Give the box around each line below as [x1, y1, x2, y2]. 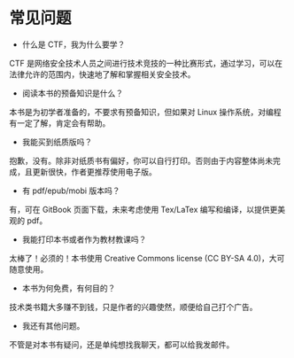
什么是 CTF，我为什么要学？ [21, 39, 126, 50]
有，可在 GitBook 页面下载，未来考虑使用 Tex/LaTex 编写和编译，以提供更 [9, 204, 278, 214]
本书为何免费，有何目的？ [21, 283, 116, 293]
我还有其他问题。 [21, 320, 85, 331]
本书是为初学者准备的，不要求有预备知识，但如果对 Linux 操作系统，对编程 [9, 106, 282, 117]
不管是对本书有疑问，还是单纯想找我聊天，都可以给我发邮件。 [9, 339, 235, 350]
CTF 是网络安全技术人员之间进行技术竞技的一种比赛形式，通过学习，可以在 [9, 58, 283, 68]
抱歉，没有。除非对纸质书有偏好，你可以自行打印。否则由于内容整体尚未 [9, 155, 273, 166]
